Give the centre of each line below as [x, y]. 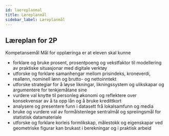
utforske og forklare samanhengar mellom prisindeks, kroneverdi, [82, 74]
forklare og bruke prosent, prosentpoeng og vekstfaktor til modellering [87, 63]
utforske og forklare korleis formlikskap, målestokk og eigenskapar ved [88, 123]
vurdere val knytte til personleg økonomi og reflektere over [75, 95]
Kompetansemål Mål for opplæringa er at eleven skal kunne [68, 53]
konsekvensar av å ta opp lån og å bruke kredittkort [67, 101]
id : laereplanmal [24, 10]
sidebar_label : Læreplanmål [35, 20]
